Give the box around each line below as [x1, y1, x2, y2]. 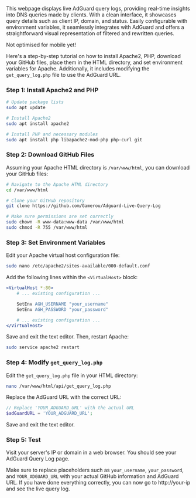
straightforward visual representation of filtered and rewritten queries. [6, 30, 174, 37]
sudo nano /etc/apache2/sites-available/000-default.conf [6, 263, 150, 269]
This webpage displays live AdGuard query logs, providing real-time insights [6, 5, 190, 12]
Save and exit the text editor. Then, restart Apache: [6, 333, 129, 340]
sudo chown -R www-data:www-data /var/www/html [6, 219, 125, 225]
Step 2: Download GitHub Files [6, 151, 95, 159]
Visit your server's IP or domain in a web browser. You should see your [6, 449, 177, 456]
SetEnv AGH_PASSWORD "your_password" [16, 306, 109, 313]
